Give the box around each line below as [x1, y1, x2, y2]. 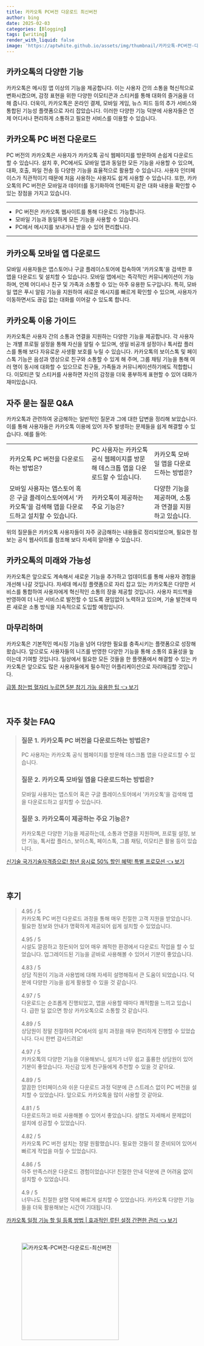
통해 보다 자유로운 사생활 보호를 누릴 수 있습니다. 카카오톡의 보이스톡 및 [17, 348, 186, 356]
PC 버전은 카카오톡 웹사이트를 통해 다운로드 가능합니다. [15, 208, 146, 215]
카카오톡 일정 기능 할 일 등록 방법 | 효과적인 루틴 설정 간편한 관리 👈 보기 [6, 1217, 178, 1224]
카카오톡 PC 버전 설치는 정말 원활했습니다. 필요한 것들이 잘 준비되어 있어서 [21, 1139, 197, 1147]
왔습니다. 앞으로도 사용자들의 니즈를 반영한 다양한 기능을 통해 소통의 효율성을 [6, 647, 188, 655]
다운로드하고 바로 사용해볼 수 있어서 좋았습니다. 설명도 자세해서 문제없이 [21, 1111, 192, 1119]
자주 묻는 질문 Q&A [6, 398, 74, 408]
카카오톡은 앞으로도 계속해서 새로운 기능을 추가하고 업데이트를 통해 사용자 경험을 [6, 573, 196, 580]
